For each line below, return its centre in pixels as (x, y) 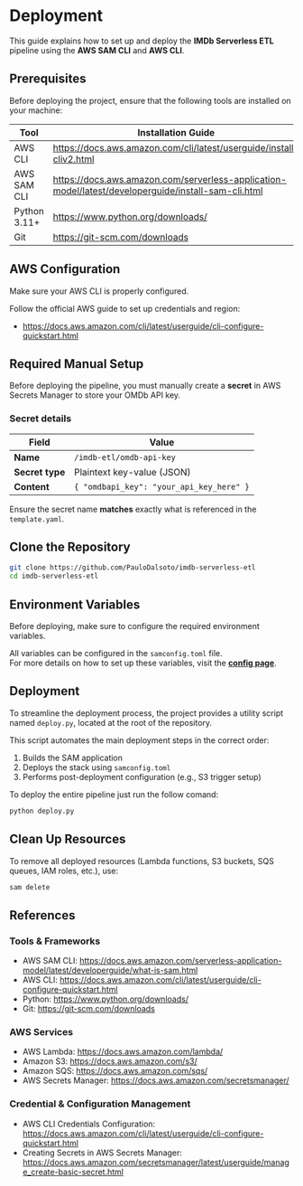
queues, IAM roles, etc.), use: (64, 871)
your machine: (36, 110)
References (42, 915)
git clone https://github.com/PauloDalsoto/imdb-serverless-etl (133, 568)
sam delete (30, 887)
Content (32, 486)
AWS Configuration (65, 269)
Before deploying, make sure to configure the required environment (134, 626)
